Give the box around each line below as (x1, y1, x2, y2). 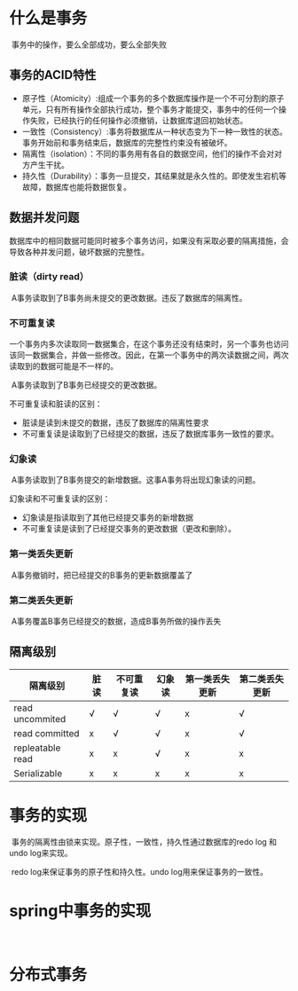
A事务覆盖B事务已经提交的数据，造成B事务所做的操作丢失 (11, 616, 222, 626)
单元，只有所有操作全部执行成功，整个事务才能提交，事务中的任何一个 (21, 104, 279, 114)
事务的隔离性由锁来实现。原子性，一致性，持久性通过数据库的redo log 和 (11, 836, 278, 847)
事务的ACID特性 (9, 67, 97, 83)
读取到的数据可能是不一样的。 (9, 361, 118, 372)
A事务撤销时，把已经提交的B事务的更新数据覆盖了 (11, 570, 193, 580)
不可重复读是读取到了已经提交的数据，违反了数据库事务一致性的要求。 (21, 429, 279, 439)
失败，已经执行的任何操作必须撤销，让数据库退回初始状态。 (29, 114, 248, 125)
